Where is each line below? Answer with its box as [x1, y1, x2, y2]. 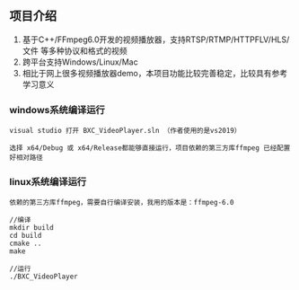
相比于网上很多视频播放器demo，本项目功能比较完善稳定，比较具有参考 [22, 67, 288, 78]
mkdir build [9, 224, 54, 233]
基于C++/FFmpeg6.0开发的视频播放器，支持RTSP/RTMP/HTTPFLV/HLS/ [22, 34, 290, 45]
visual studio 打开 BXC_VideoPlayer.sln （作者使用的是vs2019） [9, 127, 242, 136]
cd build [9, 232, 42, 241]
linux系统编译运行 [9, 176, 87, 189]
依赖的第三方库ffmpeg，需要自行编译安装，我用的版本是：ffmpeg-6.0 [9, 198, 234, 207]
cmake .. [9, 239, 42, 249]
